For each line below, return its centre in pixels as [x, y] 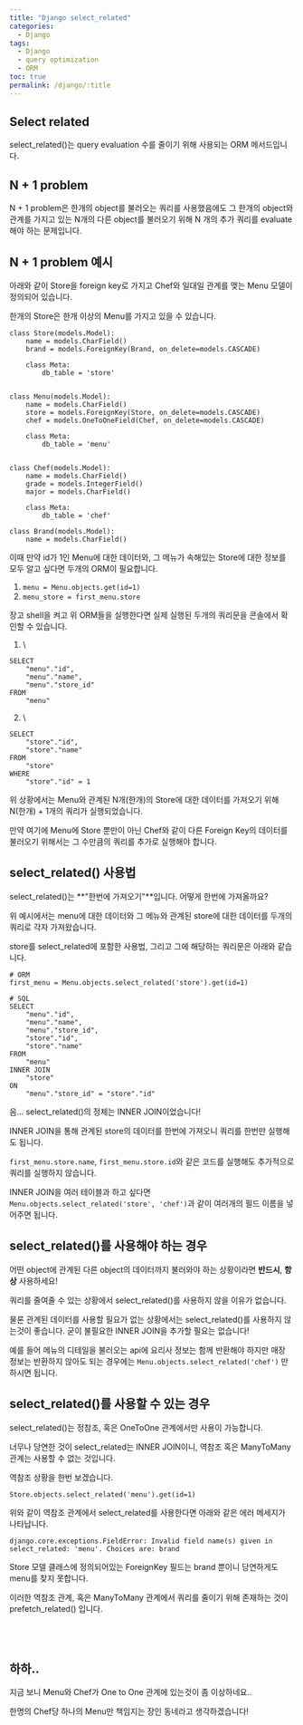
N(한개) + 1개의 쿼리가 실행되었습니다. [76, 811]
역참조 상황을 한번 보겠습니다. [62, 1477]
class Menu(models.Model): [60, 397]
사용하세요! [38, 1281]
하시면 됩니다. [34, 1373]
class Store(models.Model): [62, 333]
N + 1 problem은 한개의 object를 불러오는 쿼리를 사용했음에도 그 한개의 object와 [151, 208]
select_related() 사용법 [73, 873]
